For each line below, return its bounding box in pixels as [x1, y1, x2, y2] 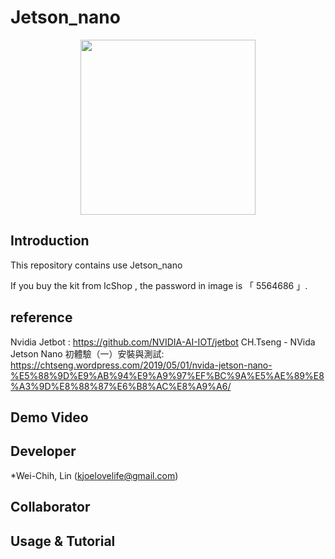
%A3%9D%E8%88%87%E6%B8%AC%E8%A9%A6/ [10, 380, 232, 392]
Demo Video [10, 409, 89, 426]
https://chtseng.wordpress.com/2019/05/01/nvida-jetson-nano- [10, 359, 273, 371]
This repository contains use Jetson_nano [10, 259, 183, 271]
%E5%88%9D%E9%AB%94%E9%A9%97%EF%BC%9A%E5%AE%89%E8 [10, 369, 325, 381]
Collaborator [10, 499, 91, 516]
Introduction [10, 232, 90, 250]
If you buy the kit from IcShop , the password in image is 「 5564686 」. [10, 279, 308, 291]
